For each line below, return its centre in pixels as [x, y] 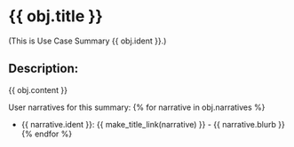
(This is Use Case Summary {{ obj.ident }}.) [87, 41]
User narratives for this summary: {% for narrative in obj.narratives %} [137, 107]
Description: [44, 69]
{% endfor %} [47, 134]
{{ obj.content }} [38, 89]
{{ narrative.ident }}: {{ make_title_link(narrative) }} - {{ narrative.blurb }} [153, 124]
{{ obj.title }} [56, 16]
